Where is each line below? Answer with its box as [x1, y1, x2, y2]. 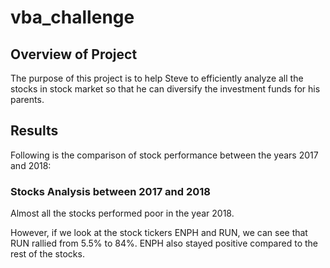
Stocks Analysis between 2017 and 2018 [10, 184, 211, 198]
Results [10, 122, 59, 140]
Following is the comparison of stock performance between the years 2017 [10, 149, 319, 161]
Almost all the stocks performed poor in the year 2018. [10, 207, 235, 220]
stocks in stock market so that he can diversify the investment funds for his [10, 83, 321, 95]
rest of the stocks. [10, 248, 85, 260]
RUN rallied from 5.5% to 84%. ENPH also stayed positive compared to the [10, 237, 318, 250]
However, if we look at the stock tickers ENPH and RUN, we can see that [10, 227, 308, 239]
